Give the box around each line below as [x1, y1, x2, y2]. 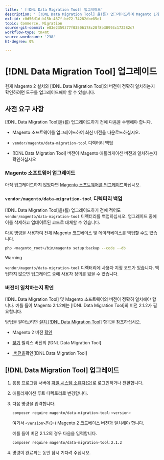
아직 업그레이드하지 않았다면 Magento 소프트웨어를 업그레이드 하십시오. [5, 182, 141, 188]
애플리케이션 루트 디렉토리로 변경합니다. [12, 390, 89, 396]
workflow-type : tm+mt [5, 30, 49, 35]
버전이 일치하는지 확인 [5, 284, 54, 291]
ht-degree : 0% [5, 39, 34, 44]
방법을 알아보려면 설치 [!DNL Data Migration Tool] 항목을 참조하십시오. [5, 319, 141, 325]
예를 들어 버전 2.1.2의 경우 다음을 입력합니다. [12, 430, 97, 436]
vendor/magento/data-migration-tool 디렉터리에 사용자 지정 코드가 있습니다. [5, 265, 154, 270]
